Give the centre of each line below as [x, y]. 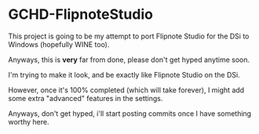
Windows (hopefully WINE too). [59, 44]
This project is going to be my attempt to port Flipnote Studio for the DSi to [129, 36]
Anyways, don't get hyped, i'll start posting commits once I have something [130, 113]
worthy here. [29, 121]
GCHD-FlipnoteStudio [80, 14]
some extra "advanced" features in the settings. [86, 98]
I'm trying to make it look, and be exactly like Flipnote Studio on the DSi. [124, 74]
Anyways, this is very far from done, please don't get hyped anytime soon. [129, 60]
